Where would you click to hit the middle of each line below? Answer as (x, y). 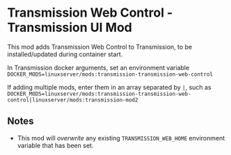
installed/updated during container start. (65, 54)
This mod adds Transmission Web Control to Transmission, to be (100, 47)
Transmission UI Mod (70, 27)
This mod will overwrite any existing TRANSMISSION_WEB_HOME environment (121, 138)
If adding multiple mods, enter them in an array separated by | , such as (109, 87)
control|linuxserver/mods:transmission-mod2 (73, 100)
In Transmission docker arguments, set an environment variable (98, 67)
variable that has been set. (55, 145)
